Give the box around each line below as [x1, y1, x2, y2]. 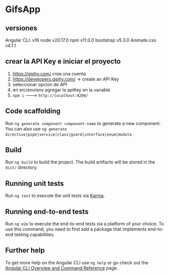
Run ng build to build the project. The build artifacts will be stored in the [5, 159, 155, 165]
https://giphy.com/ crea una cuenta [12, 70, 86, 76]
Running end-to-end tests [5, 207, 89, 216]
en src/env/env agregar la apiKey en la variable [12, 87, 110, 93]
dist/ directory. [5, 165, 38, 171]
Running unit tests [5, 179, 64, 188]
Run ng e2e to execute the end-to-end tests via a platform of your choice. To [5, 221, 164, 227]
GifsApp [5, 4, 41, 15]
